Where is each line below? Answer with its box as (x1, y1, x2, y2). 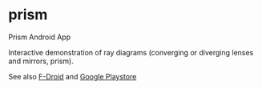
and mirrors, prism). (8, 56, 75, 66)
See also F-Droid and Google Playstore (8, 71, 137, 81)
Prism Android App (8, 32, 71, 42)
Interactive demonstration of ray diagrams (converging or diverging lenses (8, 47, 254, 57)
